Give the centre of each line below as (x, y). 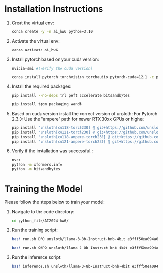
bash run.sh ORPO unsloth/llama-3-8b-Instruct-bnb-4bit (70, 248)
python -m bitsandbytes (36, 169)
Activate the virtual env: (35, 41)
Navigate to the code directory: (43, 212)
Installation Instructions (54, 9)
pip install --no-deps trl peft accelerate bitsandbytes (71, 96)
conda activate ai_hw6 (35, 50)
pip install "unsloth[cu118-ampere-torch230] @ (61, 137)
